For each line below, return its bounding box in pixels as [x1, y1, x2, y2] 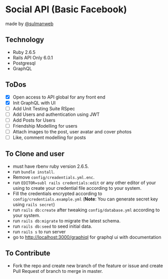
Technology [5, 35, 45, 44]
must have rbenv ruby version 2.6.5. [12, 163, 89, 169]
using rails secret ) [12, 201, 55, 207]
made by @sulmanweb [5, 21, 54, 27]
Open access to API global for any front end [12, 94, 106, 100]
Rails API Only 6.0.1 [12, 54, 53, 61]
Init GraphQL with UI [12, 99, 56, 106]
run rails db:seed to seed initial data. [12, 223, 92, 229]
